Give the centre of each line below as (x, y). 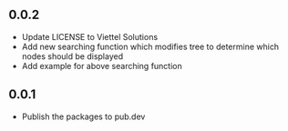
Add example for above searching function (102, 65)
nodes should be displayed (72, 56)
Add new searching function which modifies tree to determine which (150, 46)
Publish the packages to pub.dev (83, 116)
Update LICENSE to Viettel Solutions (90, 36)
